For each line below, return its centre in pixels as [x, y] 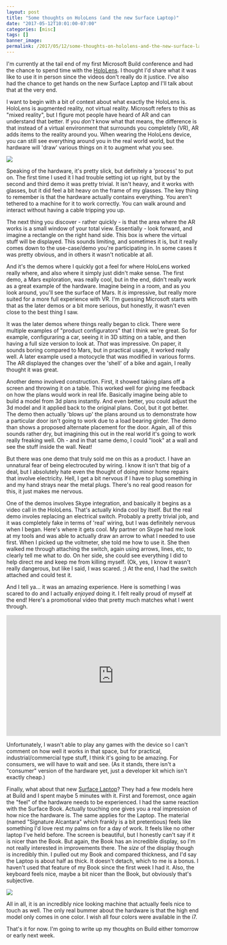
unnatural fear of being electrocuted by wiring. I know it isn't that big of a [99, 465]
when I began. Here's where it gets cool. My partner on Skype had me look [101, 529]
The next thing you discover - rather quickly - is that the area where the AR [101, 222]
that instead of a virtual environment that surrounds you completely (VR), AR [102, 128]
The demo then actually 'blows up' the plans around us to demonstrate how [102, 414]
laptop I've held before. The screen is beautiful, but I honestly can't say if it [101, 834]
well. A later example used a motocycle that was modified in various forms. [101, 356]
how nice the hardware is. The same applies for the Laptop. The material [98, 815]
